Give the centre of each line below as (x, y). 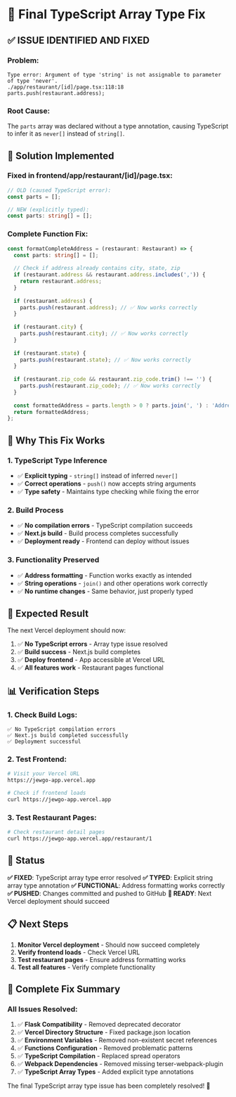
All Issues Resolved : (42, 1009)
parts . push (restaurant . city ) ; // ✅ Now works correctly (104, 334)
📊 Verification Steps (53, 691)
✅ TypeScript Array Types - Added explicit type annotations (106, 1072)
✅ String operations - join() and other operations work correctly (113, 583)
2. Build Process (35, 510)
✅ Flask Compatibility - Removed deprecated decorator (99, 1025)
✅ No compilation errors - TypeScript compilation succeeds (105, 526)
